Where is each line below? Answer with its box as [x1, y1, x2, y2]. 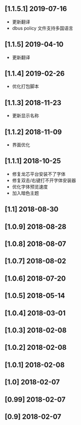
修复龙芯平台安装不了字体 [12, 171, 66, 177]
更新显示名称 [12, 112, 39, 119]
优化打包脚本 [12, 83, 39, 89]
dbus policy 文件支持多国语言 [12, 25, 73, 31]
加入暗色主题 [12, 190, 39, 196]
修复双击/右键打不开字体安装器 [12, 177, 76, 183]
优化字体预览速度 [12, 184, 48, 190]
